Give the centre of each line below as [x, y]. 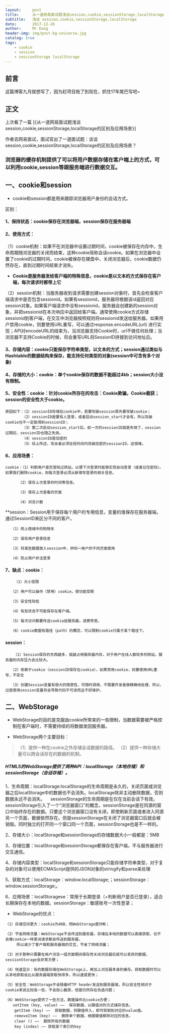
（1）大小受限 [27, 582]
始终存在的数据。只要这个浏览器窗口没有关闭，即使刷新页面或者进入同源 [89, 812]
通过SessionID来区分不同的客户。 [40, 519]
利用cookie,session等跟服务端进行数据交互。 [65, 167]
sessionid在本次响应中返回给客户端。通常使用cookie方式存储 [86, 312]
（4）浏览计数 [32, 502]
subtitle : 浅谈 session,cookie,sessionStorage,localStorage [71, 19]
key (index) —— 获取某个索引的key [48, 1027]
